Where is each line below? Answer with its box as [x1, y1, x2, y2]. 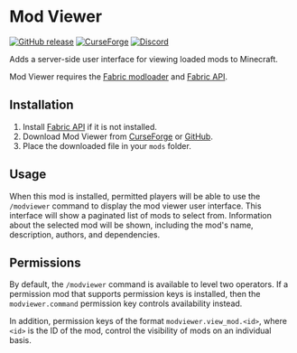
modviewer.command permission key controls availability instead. [9, 298, 243, 309]
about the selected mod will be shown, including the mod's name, [9, 219, 255, 230]
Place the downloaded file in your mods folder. [22, 140, 191, 151]
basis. [9, 335, 32, 346]
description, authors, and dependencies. [9, 228, 161, 240]
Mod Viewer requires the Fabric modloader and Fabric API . [9, 70, 228, 82]
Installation [9, 98, 74, 113]
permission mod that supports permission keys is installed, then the [9, 289, 261, 300]
